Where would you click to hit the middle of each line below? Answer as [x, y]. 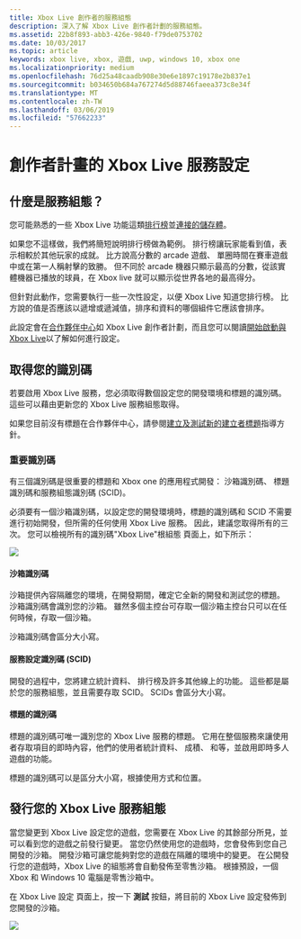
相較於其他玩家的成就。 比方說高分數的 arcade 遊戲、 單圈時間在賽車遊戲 [152, 255]
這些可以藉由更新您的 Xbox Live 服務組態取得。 [97, 404]
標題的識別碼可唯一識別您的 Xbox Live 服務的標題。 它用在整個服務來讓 [141, 736]
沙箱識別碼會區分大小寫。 [57, 637]
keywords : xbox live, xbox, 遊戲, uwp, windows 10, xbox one [125, 59]
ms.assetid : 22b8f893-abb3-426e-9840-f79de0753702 [106, 34]
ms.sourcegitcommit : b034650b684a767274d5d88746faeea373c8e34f [130, 85]
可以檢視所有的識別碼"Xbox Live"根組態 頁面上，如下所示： [144, 534]
